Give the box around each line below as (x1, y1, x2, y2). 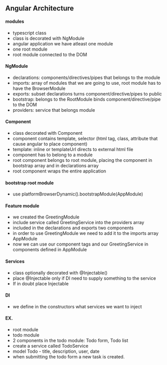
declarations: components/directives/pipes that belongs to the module (12, 74, 160, 81)
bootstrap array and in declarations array (12, 163, 99, 168)
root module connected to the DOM (12, 51, 88, 58)
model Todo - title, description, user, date (12, 348, 100, 354)
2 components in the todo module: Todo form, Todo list (12, 337, 128, 344)
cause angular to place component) (12, 141, 88, 147)
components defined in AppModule (12, 247, 87, 253)
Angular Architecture (5, 4, 74, 13)
